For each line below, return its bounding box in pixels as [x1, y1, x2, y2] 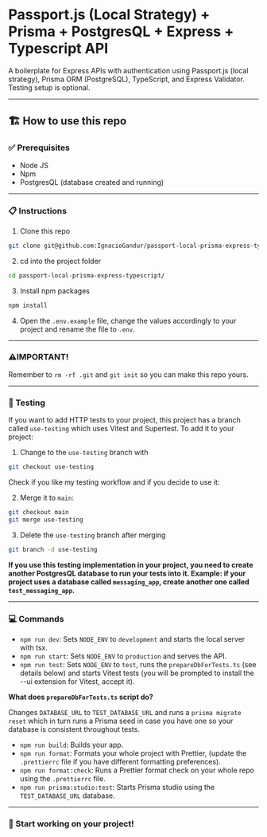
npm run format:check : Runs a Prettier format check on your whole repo [19, 765, 254, 775]
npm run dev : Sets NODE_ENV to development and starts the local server [19, 634, 246, 643]
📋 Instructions [8, 205, 68, 216]
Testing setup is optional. [8, 82, 91, 92]
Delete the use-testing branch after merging [19, 530, 166, 540]
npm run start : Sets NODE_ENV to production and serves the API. [19, 651, 227, 661]
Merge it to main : [19, 493, 74, 503]
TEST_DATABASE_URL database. [19, 791, 115, 800]
